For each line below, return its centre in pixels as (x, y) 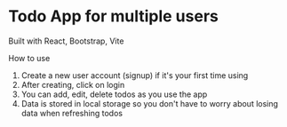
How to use (29, 58)
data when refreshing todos (72, 113)
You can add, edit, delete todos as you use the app (114, 94)
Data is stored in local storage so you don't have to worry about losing (150, 103)
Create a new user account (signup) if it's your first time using (135, 75)
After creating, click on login (73, 84)
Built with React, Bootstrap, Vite (66, 41)
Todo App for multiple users (113, 16)
